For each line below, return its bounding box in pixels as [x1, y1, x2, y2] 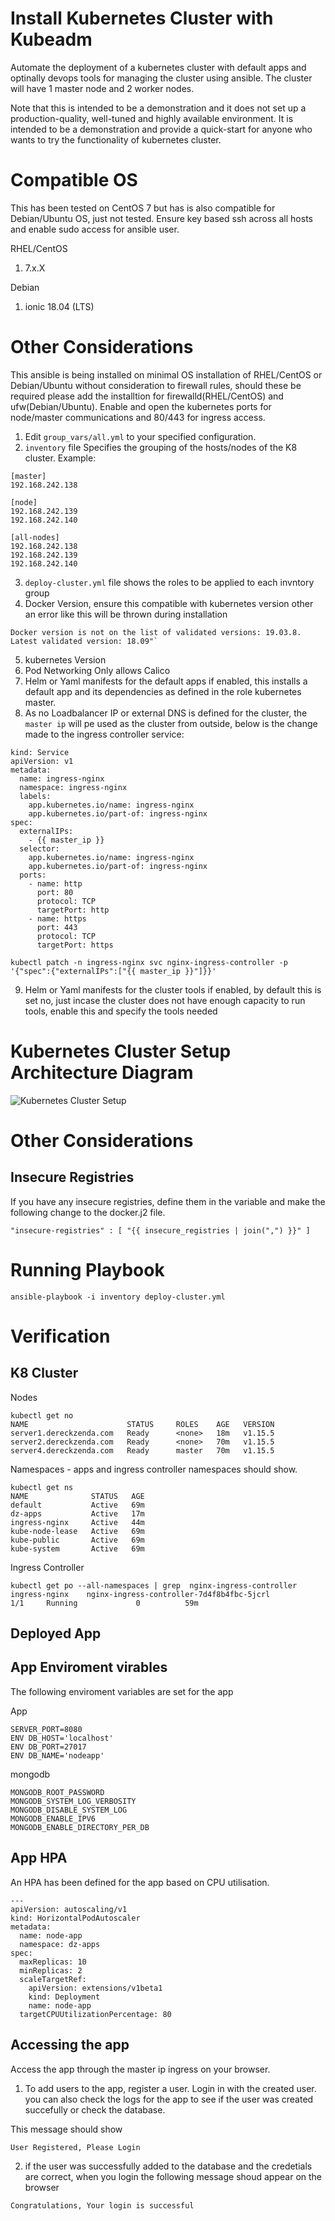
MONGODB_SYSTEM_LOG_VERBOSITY [10, 1796, 137, 1806]
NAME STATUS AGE [10, 1491, 145, 1501]
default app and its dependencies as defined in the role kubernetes [24, 685, 302, 697]
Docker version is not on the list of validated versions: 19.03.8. [10, 627, 302, 637]
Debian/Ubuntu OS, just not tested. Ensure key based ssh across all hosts [10, 212, 313, 224]
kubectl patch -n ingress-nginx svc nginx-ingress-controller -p [10, 957, 288, 967]
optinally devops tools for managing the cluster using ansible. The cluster [10, 72, 313, 84]
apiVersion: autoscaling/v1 [10, 1904, 128, 1914]
